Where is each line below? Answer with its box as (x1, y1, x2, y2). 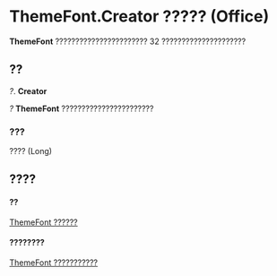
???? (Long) (9, 146, 52, 157)
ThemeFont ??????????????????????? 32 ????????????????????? (9, 36, 247, 47)
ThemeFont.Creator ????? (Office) (9, 6, 270, 27)
